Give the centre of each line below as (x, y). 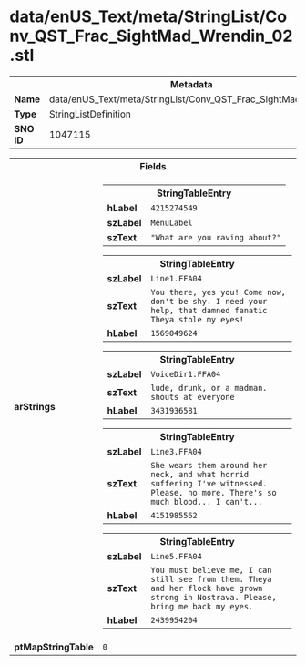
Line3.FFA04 (176, 451)
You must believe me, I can (211, 570)
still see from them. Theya (211, 579)
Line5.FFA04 (176, 556)
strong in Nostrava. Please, (213, 597)
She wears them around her (209, 465)
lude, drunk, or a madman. (209, 388)
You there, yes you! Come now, (218, 292)
